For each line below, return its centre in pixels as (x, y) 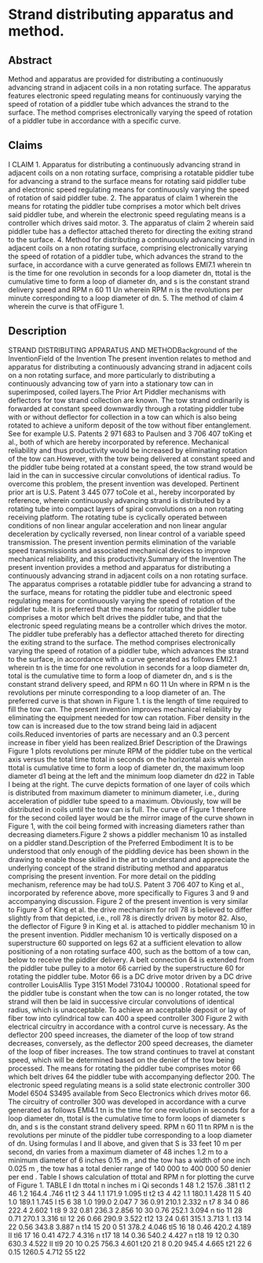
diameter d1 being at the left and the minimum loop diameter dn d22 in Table (131, 776)
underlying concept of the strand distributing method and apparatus (119, 868)
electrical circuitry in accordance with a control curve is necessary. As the (128, 1026)
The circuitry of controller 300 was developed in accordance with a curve (127, 1101)
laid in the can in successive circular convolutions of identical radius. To (124, 475)
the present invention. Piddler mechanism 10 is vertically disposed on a (123, 934)
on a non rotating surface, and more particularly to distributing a (112, 375)
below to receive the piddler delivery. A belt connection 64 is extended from (131, 960)
